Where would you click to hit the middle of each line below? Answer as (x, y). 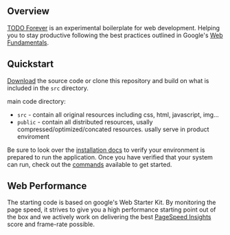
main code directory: (37, 101)
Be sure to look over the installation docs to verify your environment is (106, 150)
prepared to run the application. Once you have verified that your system (110, 157)
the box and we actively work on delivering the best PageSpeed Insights (109, 217)
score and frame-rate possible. (51, 224)
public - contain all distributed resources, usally (85, 122)
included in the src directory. (48, 88)
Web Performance (47, 186)
